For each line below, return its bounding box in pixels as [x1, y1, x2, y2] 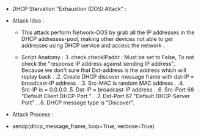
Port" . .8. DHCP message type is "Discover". [21, 99, 134, 106]
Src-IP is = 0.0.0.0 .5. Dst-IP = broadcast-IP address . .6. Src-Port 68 [21, 86, 194, 93]
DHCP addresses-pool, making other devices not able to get [21, 35, 173, 42]
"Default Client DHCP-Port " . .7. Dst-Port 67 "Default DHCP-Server [21, 93, 190, 99]
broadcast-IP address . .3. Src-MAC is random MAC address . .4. [21, 79, 185, 87]
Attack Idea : [12, 17, 45, 24]
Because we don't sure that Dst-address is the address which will [21, 66, 186, 74]
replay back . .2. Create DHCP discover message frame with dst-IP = [21, 73, 194, 80]
